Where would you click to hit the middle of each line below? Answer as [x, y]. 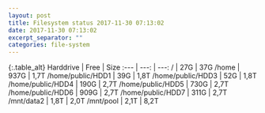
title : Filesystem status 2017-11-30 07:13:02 [86, 23]
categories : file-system [49, 45]
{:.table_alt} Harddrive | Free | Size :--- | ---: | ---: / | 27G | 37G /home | [124, 67]
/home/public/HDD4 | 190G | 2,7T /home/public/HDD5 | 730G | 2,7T [119, 85]
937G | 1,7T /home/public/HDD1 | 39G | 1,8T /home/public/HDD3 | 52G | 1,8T [132, 76]
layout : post [30, 15]
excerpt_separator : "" [45, 38]
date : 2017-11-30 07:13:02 [53, 30]
